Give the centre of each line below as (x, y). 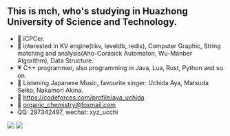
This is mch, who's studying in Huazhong (97, 11)
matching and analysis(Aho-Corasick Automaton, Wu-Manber (105, 53)
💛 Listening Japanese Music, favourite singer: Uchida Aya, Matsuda (113, 82)
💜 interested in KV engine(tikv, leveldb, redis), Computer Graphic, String (119, 46)
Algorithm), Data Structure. (55, 60)
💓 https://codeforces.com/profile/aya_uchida (81, 97)
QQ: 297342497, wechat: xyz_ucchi (67, 112)
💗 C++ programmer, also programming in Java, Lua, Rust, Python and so (120, 67)
